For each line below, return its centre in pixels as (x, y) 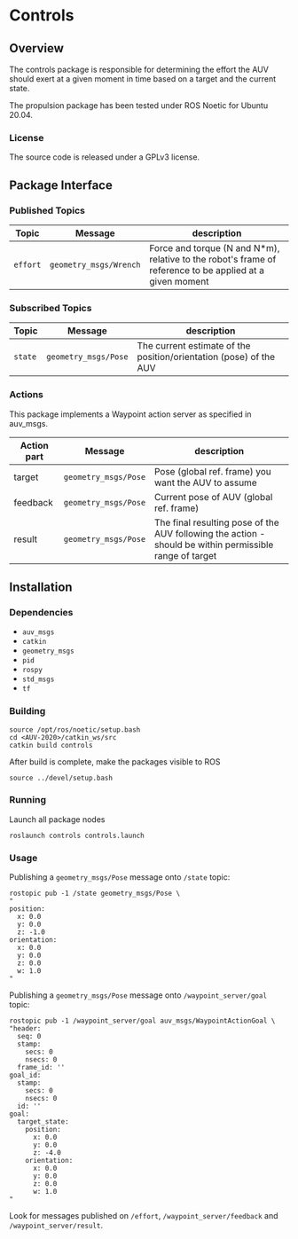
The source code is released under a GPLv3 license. (105, 157)
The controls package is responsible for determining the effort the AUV (139, 69)
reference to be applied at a (207, 270)
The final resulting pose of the (216, 522)
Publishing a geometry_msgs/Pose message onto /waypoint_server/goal (138, 995)
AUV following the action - (210, 533)
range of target (185, 555)
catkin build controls (51, 745)
